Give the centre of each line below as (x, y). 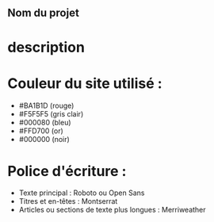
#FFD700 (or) (41, 131)
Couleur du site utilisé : (85, 83)
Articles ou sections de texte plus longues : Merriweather (113, 210)
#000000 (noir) (44, 139)
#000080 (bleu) (45, 122)
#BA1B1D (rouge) (46, 105)
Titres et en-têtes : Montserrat (68, 201)
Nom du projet (44, 13)
